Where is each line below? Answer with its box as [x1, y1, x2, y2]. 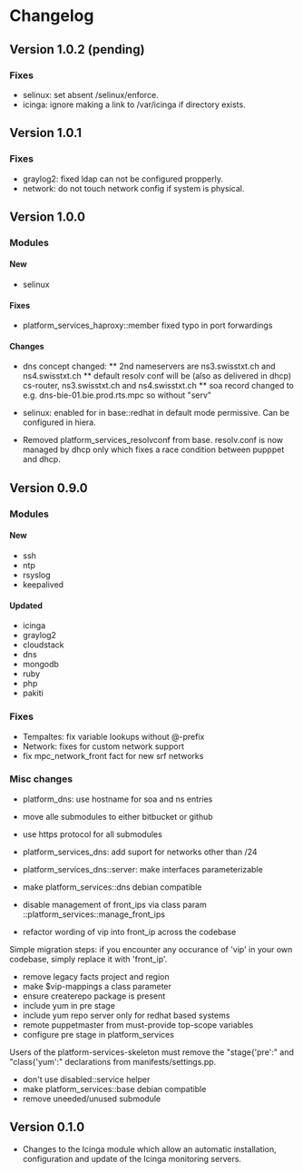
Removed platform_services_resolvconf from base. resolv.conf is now [22, 435, 284, 446]
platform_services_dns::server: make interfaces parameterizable [22, 863, 263, 874]
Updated [9, 600, 44, 611]
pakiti [22, 687, 44, 699]
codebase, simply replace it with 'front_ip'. [9, 953, 168, 964]
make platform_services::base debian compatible [22, 1083, 207, 1094]
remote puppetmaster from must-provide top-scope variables [22, 1019, 254, 1030]
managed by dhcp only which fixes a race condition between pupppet [22, 444, 285, 455]
